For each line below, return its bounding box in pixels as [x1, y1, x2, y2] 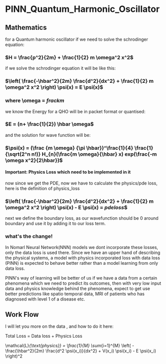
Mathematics [5, 23, 47, 32]
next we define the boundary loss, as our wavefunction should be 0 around [5, 215, 159, 221]
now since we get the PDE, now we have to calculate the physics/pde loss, [5, 180, 158, 186]
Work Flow [5, 310, 39, 318]
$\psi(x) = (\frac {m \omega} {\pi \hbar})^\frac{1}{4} [5, 144, 134, 151]
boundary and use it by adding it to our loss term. [5, 221, 106, 227]
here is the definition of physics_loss [5, 185, 80, 191]
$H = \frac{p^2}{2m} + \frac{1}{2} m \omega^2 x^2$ [5, 54, 134, 61]
